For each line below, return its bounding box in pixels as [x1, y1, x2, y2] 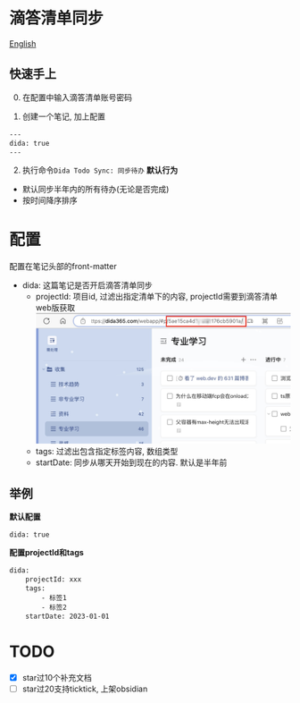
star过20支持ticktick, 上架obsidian [21, 683, 148, 694]
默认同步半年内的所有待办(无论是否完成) [21, 183, 170, 194]
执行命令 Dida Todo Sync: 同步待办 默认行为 [21, 165, 179, 175]
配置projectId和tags [9, 547, 85, 558]
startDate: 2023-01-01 [25, 612, 110, 622]
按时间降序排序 [21, 194, 78, 206]
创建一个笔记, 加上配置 [21, 111, 105, 122]
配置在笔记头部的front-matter [9, 260, 118, 271]
